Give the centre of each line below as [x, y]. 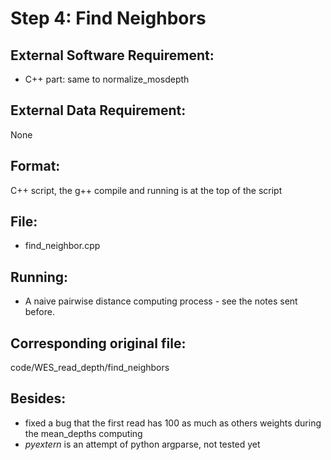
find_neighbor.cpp [62, 246]
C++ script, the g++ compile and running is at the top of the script [146, 190]
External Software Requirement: [112, 55]
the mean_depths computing [83, 433]
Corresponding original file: [98, 343]
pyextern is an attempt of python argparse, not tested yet [142, 444]
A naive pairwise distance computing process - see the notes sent [161, 301]
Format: [35, 166]
